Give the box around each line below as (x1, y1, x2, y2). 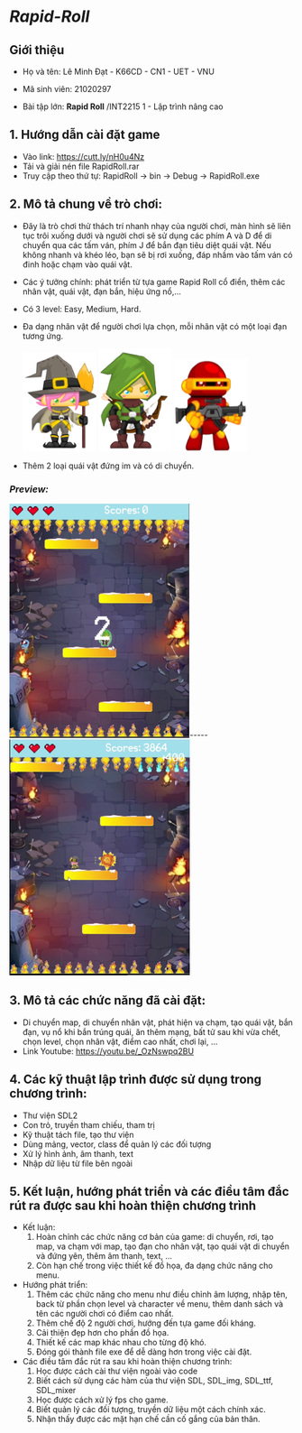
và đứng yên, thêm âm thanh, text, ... (35, 1251, 173, 1262)
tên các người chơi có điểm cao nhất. (35, 1308, 174, 1319)
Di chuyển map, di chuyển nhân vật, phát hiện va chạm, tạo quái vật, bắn (22, 1017, 293, 1028)
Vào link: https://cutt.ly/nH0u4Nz (22, 151, 145, 162)
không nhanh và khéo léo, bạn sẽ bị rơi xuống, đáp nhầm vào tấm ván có (22, 249, 293, 260)
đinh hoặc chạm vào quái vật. (22, 259, 133, 270)
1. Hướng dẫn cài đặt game (9, 127, 160, 143)
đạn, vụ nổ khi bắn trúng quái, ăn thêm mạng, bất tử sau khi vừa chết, (22, 1026, 281, 1037)
